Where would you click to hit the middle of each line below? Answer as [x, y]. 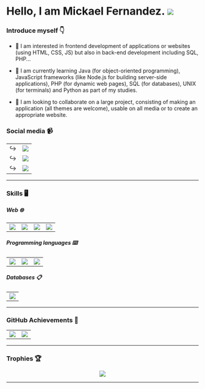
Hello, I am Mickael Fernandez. [85, 11]
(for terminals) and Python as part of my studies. [76, 90]
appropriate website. [41, 115]
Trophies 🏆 [24, 359]
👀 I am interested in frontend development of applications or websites [103, 46]
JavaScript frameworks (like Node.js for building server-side [91, 77]
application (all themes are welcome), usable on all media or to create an [106, 108]
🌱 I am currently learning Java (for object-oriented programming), [98, 71]
